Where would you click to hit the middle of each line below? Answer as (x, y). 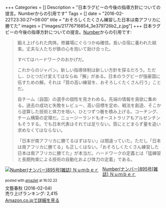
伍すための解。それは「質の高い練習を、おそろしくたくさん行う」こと (89, 82)
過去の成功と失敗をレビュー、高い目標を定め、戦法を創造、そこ (91, 105)
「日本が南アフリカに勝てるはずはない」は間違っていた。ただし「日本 (89, 141)
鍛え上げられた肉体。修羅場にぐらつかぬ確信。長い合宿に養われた (85, 43)
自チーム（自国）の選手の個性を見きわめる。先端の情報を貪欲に (83, 99)
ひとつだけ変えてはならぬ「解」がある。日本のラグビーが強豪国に (93, 76)
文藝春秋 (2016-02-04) (29, 188)
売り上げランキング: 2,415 (32, 193)
